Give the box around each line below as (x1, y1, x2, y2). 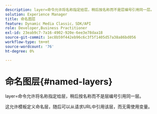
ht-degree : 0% (5, 49, 35, 54)
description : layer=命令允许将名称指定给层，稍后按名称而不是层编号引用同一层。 (5, 7, 155, 12)
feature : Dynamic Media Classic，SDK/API (5, 21, 91, 26)
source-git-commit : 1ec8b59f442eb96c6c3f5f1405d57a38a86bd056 (5, 35, 136, 40)
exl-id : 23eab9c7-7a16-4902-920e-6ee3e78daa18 (5, 30, 103, 35)
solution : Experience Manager (5, 12, 68, 17)
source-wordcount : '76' (5, 44, 54, 49)
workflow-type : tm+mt (5, 40, 50, 45)
